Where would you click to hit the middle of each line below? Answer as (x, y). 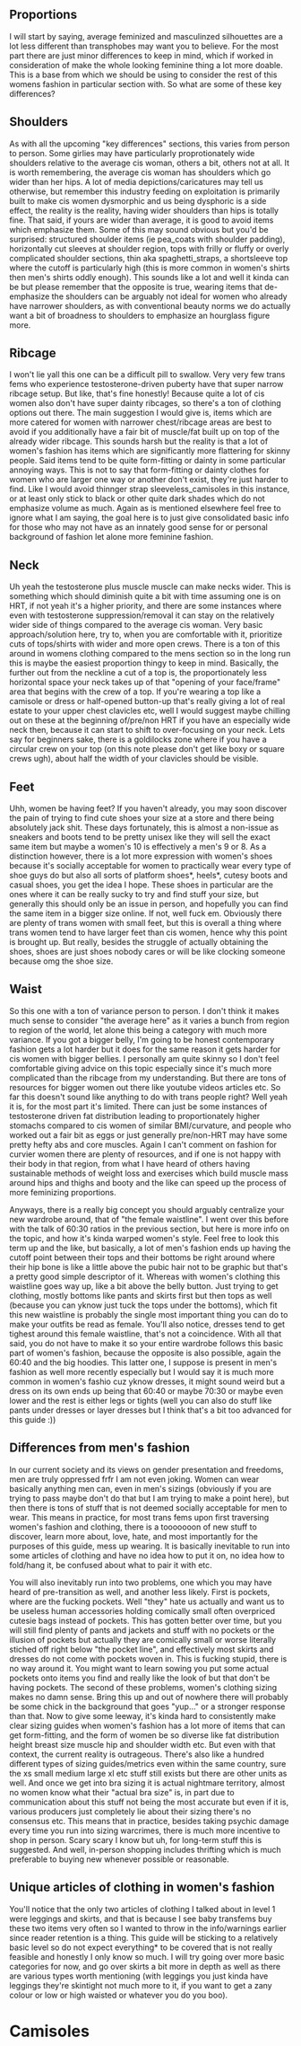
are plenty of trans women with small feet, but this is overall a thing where (146, 923)
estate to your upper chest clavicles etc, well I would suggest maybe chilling (150, 711)
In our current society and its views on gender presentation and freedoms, (146, 1469)
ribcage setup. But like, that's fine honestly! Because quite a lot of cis (137, 393)
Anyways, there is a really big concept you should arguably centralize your (147, 1209)
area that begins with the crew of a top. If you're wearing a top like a (135, 692)
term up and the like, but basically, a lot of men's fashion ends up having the (150, 1248)
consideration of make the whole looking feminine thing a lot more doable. (146, 65)
